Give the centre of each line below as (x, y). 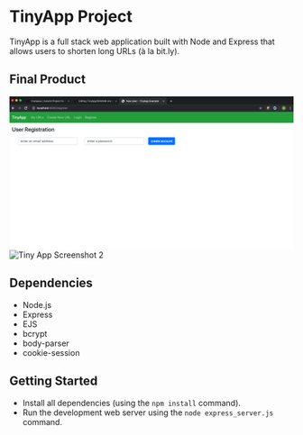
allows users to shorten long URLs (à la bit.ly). (95, 50)
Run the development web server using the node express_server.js (148, 412)
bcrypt (35, 333)
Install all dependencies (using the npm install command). (132, 403)
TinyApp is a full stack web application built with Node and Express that (142, 41)
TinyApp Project (71, 17)
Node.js (37, 304)
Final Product (47, 80)
